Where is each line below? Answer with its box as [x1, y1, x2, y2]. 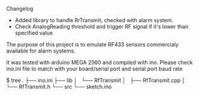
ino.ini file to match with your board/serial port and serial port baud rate [6, 65, 183, 72]
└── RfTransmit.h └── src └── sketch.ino [6, 83, 112, 90]
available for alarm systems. [6, 47, 76, 54]
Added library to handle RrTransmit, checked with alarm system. [14, 17, 174, 23]
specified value [14, 29, 53, 36]
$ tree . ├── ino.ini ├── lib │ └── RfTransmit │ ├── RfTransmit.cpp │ [6, 77, 186, 84]
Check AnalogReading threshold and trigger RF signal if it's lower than [14, 23, 189, 30]
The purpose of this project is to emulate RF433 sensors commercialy [6, 41, 179, 48]
